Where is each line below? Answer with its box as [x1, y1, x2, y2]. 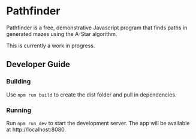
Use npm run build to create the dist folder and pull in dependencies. [6, 91, 177, 98]
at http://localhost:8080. [6, 126, 67, 133]
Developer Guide [6, 59, 71, 69]
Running [6, 106, 32, 114]
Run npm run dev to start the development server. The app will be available [6, 119, 190, 126]
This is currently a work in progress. [6, 42, 95, 49]
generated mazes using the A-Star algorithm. [6, 30, 117, 37]
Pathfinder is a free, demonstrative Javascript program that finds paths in [6, 24, 188, 31]
